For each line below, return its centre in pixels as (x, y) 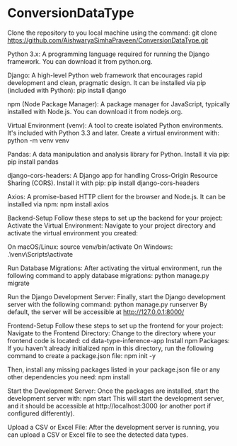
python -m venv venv (38, 140)
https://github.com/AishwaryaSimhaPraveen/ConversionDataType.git (108, 40)
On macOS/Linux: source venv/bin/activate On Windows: (90, 247)
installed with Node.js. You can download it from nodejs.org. (95, 111)
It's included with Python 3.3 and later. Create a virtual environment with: (113, 133)
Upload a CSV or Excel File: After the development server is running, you (113, 427)
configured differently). (41, 413)
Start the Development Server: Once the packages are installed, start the (113, 391)
